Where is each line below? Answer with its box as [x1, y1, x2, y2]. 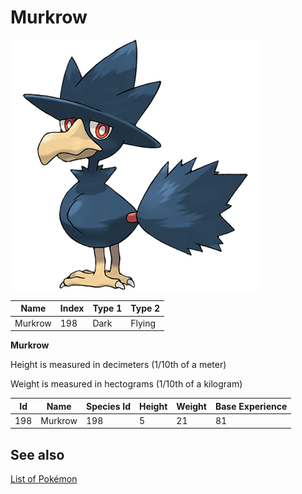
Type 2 [130, 302, 161, 315]
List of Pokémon [10, 473, 78, 485]
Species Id [85, 400, 132, 412]
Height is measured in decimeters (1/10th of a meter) [10, 359, 227, 371]
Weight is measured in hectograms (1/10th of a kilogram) [10, 378, 243, 390]
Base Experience [214, 400, 288, 412]
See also [10, 446, 65, 463]
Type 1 [92, 302, 123, 315]
